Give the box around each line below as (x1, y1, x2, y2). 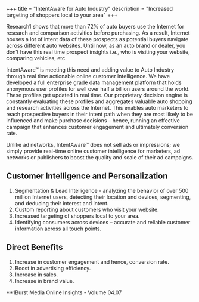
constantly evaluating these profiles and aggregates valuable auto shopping (6, 98, 192, 105)
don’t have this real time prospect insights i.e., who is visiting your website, (6, 48, 191, 56)
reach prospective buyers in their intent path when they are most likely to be (6, 110, 194, 118)
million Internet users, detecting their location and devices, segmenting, (14, 193, 191, 201)
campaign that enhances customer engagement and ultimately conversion (6, 124, 189, 130)
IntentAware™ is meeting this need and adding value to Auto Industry (6, 66, 175, 73)
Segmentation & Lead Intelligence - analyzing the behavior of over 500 (14, 187, 189, 194)
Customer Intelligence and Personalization (6, 171, 168, 181)
